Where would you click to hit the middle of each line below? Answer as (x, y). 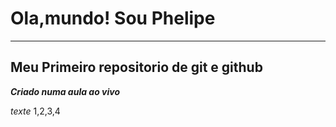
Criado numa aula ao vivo (65, 91)
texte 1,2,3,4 (35, 111)
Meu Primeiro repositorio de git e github (136, 67)
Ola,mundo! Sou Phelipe (113, 18)
